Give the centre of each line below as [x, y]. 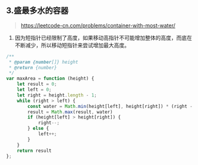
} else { [38, 129]
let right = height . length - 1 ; [57, 95]
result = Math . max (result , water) [70, 112]
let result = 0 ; [37, 84]
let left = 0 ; [34, 90]
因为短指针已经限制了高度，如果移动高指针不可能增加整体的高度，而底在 [103, 38]
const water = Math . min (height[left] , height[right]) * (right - [110, 106]
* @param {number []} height [43, 62]
